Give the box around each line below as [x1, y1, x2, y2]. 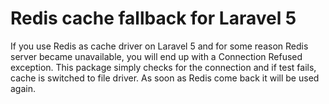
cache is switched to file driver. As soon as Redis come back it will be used [10, 72, 320, 84]
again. [10, 82, 37, 94]
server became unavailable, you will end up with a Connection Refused [10, 50, 303, 62]
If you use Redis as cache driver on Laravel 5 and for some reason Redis [10, 40, 309, 52]
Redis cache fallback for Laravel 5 [10, 7, 297, 30]
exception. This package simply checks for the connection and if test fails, [10, 61, 317, 73]
